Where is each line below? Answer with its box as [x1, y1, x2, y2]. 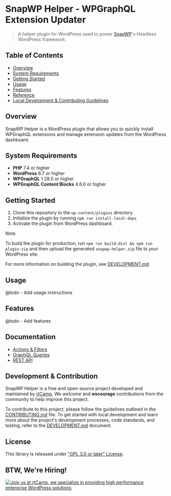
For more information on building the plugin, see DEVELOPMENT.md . [5, 261, 151, 267]
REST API [12, 357, 33, 363]
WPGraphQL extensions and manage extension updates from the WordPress [5, 131, 166, 137]
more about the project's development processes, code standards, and [5, 417, 155, 423]
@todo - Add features [5, 318, 51, 324]
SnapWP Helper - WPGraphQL [5, 3, 136, 15]
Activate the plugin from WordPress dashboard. [12, 220, 113, 227]
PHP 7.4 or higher [12, 165, 50, 171]
